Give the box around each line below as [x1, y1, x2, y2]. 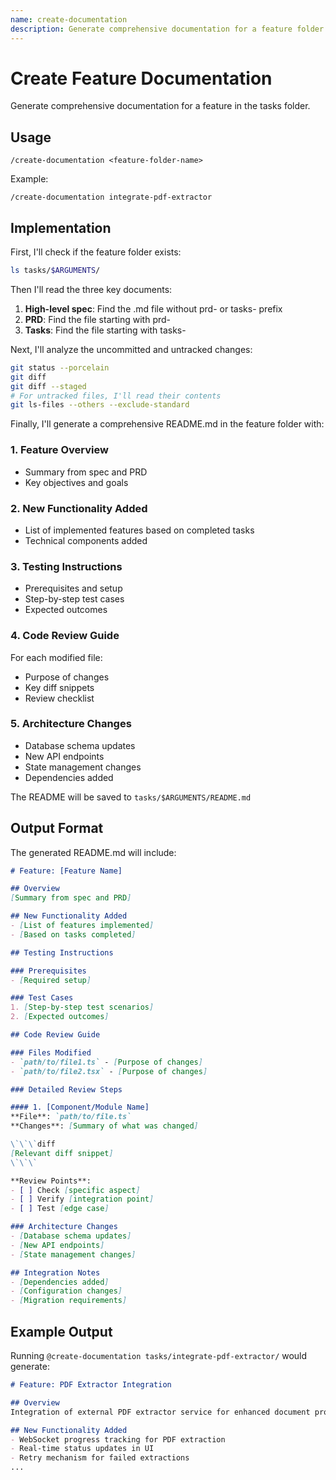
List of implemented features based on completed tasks [24, 524, 255, 536]
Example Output [10, 1323, 113, 1340]
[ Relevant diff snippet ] [10, 1148, 114, 1158]
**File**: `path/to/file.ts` [10, 1112, 132, 1122]
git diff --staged [10, 381, 87, 391]
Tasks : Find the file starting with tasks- [24, 324, 187, 336]
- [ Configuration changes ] [10, 1286, 123, 1296]
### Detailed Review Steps [10, 1084, 123, 1095]
